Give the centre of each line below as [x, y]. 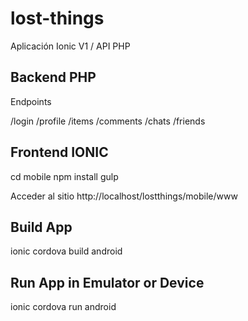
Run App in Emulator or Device [107, 282]
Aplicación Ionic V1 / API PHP [70, 46]
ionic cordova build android [66, 251]
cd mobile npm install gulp [64, 176]
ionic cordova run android [63, 307]
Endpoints [31, 101]
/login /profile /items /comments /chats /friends [108, 121]
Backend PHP [53, 77]
